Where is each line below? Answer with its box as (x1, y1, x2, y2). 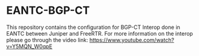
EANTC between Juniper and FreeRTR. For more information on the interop (6, 30, 194, 37)
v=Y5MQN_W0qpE (6, 43, 53, 50)
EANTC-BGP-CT (6, 4, 90, 17)
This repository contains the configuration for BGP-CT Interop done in (6, 23, 180, 31)
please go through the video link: (6, 36, 88, 43)
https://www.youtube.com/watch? (89, 36, 174, 43)
